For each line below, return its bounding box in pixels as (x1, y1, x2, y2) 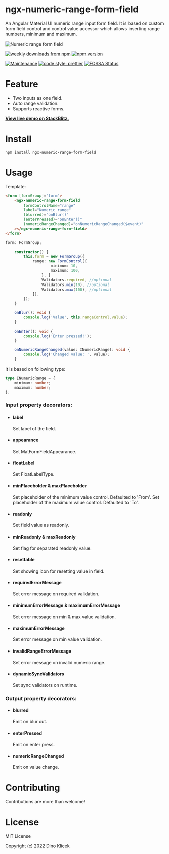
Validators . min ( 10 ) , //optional (41, 282, 110, 287)
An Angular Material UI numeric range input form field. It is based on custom (5, 20, 164, 26)
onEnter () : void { (14, 329, 53, 334)
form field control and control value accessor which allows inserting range (5, 25, 160, 31)
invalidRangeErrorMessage (12, 648, 72, 654)
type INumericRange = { (5, 376, 56, 381)
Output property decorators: (5, 695, 77, 702)
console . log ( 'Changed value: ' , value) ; (23, 352, 110, 357)
